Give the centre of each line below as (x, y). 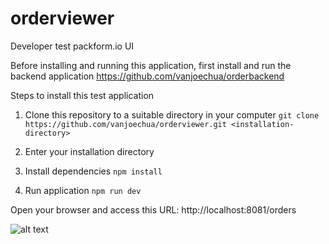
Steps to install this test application (82, 95)
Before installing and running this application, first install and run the (151, 65)
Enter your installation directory (89, 151)
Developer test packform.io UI (72, 46)
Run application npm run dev (83, 190)
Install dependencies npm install (93, 171)
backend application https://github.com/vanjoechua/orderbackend (147, 76)
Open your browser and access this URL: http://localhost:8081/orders (153, 209)
